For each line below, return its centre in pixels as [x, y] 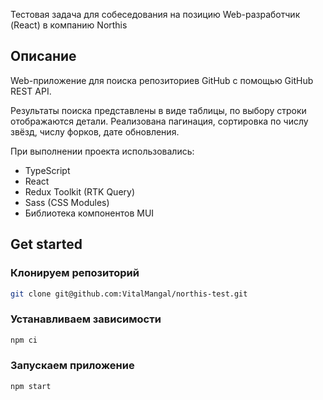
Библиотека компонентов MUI [89, 213]
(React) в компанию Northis [69, 25]
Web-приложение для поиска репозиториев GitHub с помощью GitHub [162, 80]
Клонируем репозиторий [75, 273]
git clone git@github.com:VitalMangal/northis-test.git [129, 294]
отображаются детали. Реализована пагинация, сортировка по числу [159, 121]
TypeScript [47, 170]
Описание [43, 56]
